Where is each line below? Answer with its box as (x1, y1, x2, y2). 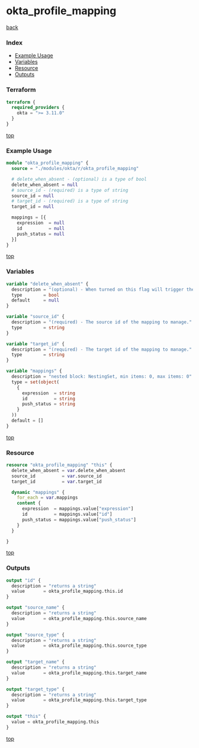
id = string (21, 396, 76, 402)
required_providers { (11, 105, 65, 111)
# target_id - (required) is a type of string (11, 198, 129, 204)
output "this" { (6, 714, 46, 720)
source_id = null (11, 192, 54, 199)
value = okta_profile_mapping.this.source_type (11, 643, 147, 649)
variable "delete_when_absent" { (6, 281, 89, 287)
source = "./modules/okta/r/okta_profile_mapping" (11, 166, 139, 172)
